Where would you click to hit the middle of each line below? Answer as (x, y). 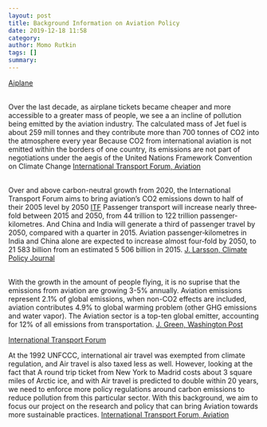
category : (25, 38)
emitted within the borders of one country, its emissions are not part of (124, 149)
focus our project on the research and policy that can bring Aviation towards (133, 406)
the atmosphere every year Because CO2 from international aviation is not (130, 140)
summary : (23, 61)
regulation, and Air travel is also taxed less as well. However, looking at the (131, 363)
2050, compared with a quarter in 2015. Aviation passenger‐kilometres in (128, 232)
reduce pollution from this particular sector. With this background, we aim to (133, 397)
